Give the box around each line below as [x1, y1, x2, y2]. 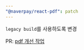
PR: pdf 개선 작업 [5, 37, 45, 44]
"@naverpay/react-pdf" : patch [5, 8, 79, 15]
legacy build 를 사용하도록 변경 [5, 25, 77, 32]
